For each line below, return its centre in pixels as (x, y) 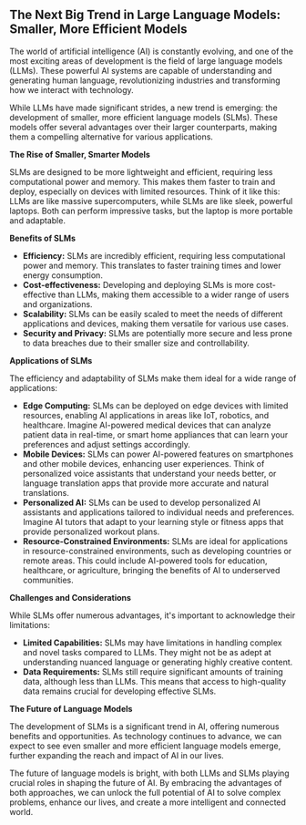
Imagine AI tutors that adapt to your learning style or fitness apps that (153, 521)
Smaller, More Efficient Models (98, 30)
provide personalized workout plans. (91, 531)
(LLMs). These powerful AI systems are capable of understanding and (141, 70)
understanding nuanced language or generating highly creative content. (158, 662)
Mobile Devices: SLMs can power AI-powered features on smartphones (158, 454)
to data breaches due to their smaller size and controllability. (136, 343)
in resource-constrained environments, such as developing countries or (157, 551)
